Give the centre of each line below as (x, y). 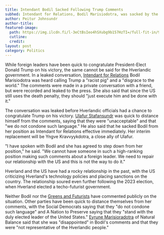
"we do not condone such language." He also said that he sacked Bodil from (82, 126)
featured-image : (21, 28)
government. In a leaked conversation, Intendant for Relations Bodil (72, 75)
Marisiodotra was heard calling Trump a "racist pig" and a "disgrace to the (80, 80)
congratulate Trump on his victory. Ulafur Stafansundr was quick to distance (82, 116)
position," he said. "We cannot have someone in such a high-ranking (74, 151)
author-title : (20, 23)
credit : (17, 42)
